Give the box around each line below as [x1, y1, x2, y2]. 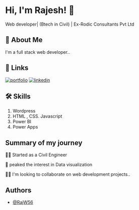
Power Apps [12, 124, 38, 130]
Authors [5, 186, 32, 194]
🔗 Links [5, 64, 29, 72]
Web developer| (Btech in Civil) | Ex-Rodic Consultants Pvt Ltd [5, 21, 134, 27]
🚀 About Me [5, 36, 43, 44]
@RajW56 [12, 199, 34, 205]
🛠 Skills [5, 92, 31, 100]
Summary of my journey [5, 138, 83, 147]
